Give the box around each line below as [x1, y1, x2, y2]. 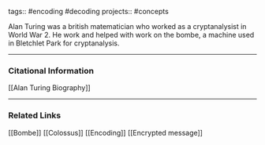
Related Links [8, 110, 62, 121]
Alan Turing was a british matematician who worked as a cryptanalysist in [8, 22, 247, 31]
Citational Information [8, 65, 95, 76]
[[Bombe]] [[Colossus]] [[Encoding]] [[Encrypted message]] [8, 128, 203, 137]
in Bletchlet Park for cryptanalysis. [8, 38, 120, 48]
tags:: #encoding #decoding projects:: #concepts [8, 7, 170, 16]
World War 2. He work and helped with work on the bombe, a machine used [8, 31, 255, 39]
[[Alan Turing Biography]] [8, 83, 91, 92]
